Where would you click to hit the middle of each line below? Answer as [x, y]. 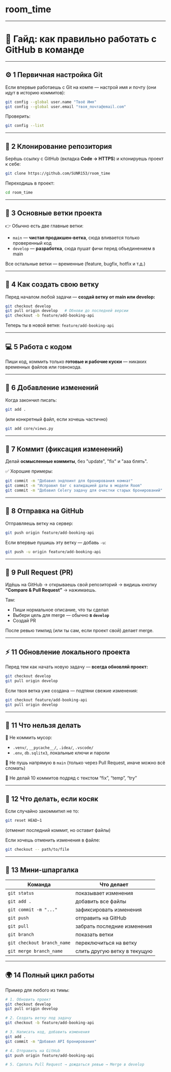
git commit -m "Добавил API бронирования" [51, 1041]
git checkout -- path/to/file [37, 850]
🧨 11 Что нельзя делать [43, 726]
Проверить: [18, 116]
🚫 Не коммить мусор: [29, 738]
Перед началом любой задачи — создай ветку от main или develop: [80, 297]
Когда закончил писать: [31, 400]
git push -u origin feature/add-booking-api [53, 552]
